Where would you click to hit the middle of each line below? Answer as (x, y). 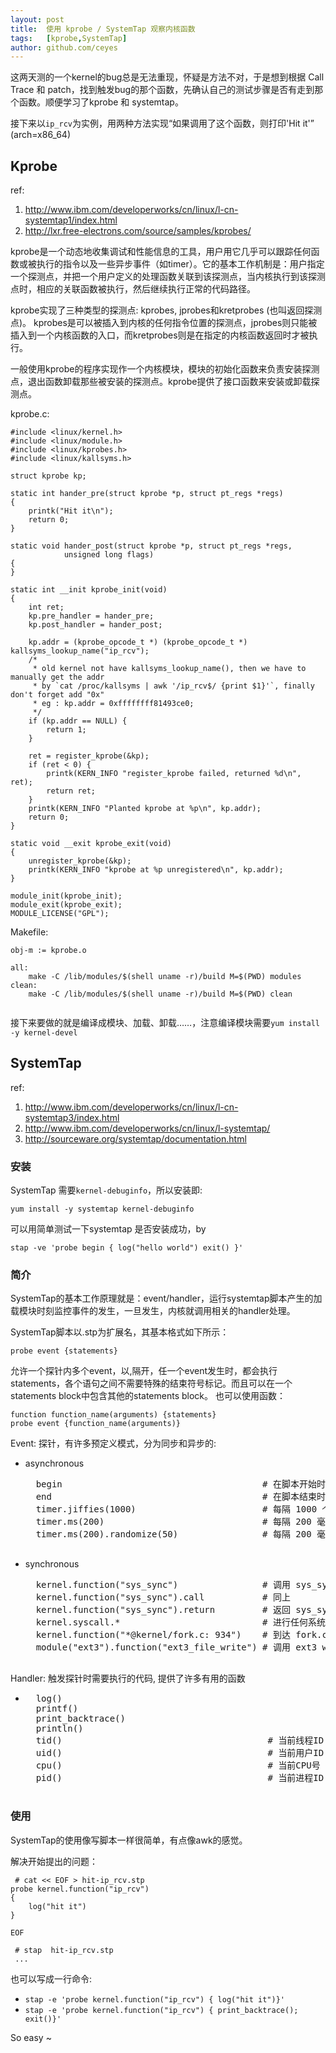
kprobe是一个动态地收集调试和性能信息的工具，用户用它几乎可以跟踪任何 (161, 252)
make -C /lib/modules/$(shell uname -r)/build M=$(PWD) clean (160, 994)
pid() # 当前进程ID (180, 1778)
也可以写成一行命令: (51, 1978)
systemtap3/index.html (72, 1117)
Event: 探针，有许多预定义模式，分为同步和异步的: (113, 1443)
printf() (57, 1709)
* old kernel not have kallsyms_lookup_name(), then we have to (169, 669)
